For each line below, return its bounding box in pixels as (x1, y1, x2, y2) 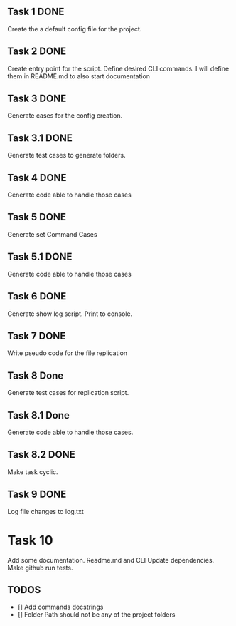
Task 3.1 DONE (7, 132, 73, 144)
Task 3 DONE (7, 93, 67, 105)
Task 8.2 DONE (7, 448, 76, 461)
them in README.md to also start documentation (7, 71, 151, 81)
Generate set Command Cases (7, 230, 97, 238)
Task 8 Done (7, 369, 64, 381)
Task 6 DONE (7, 290, 67, 302)
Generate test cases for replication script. (7, 389, 129, 397)
